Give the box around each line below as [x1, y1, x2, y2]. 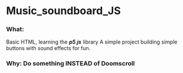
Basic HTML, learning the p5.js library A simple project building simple [6, 38, 178, 45]
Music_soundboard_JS [6, 4, 121, 18]
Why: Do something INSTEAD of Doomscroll [6, 59, 135, 68]
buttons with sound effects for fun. [6, 45, 90, 52]
